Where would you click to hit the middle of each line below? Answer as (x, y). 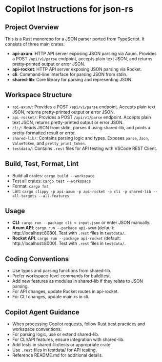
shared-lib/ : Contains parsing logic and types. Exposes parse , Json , (81, 138)
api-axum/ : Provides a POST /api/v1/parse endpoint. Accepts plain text (84, 107)
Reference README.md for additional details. (58, 355)
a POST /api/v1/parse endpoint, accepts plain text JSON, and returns (82, 59)
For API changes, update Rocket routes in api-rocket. (65, 291)
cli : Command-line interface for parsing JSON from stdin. (70, 74)
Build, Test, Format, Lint (42, 164)
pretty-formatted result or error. (44, 133)
